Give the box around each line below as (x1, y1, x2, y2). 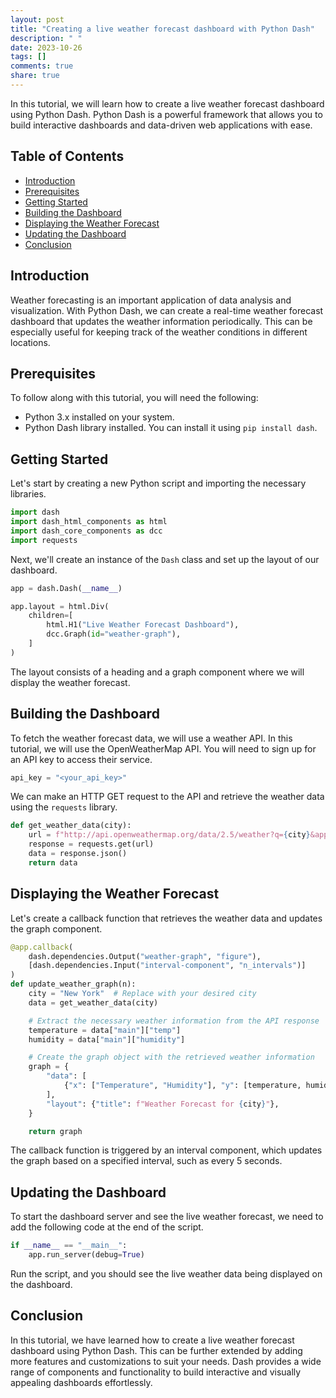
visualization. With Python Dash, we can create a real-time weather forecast (10, 304, 324, 316)
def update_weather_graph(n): (10, 979, 137, 990)
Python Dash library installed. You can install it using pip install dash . (24, 422, 318, 434)
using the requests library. (10, 801, 118, 813)
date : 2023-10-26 (10, 42, 83, 53)
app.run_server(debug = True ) (28, 1250, 145, 1260)
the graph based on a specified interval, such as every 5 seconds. (10, 1155, 283, 1167)
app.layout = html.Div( (10, 601, 110, 611)
